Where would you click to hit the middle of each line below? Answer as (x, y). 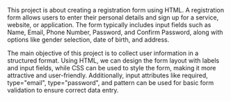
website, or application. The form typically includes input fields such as (109, 25)
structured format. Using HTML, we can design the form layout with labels (113, 61)
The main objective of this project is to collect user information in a (103, 53)
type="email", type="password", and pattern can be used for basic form (111, 83)
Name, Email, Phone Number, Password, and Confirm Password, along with (115, 32)
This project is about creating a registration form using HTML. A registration (116, 10)
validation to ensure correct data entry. (63, 90)
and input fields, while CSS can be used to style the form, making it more (112, 68)
